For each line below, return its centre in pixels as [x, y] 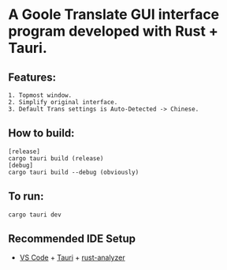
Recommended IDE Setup [72, 239]
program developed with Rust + [113, 31]
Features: [32, 77]
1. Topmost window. [40, 96]
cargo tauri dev [35, 215]
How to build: [41, 133]
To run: [26, 196]
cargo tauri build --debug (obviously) [74, 172]
